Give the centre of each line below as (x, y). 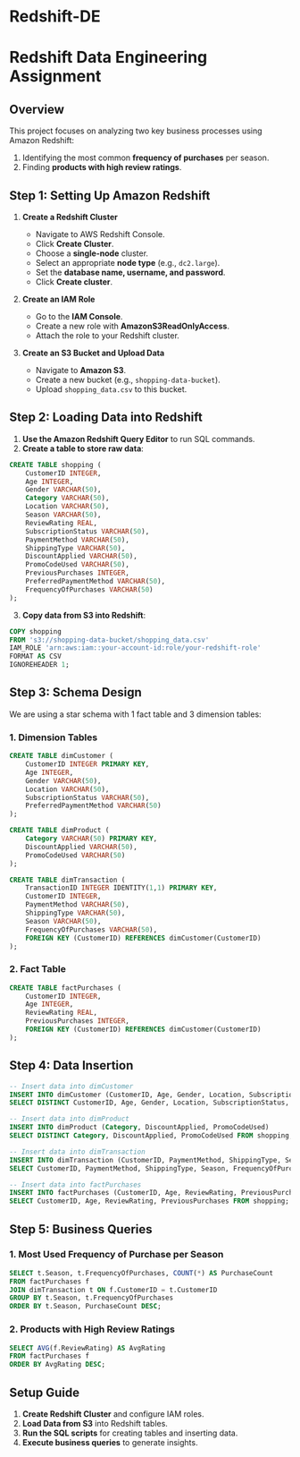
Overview (37, 109)
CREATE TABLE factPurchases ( (66, 988)
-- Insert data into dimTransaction (77, 1152)
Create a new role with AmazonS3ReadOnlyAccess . (133, 326)
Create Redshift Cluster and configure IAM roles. (113, 1414)
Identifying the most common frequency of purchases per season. (146, 158)
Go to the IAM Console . (79, 316)
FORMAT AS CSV (36, 656)
